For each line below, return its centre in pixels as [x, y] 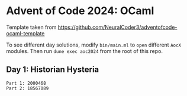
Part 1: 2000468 [26, 83]
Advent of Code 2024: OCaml [80, 11]
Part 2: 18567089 [28, 88]
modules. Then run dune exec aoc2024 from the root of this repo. [84, 51]
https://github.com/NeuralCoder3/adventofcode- [117, 27]
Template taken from [31, 27]
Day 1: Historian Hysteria [53, 70]
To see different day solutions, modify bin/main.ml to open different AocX [94, 45]
